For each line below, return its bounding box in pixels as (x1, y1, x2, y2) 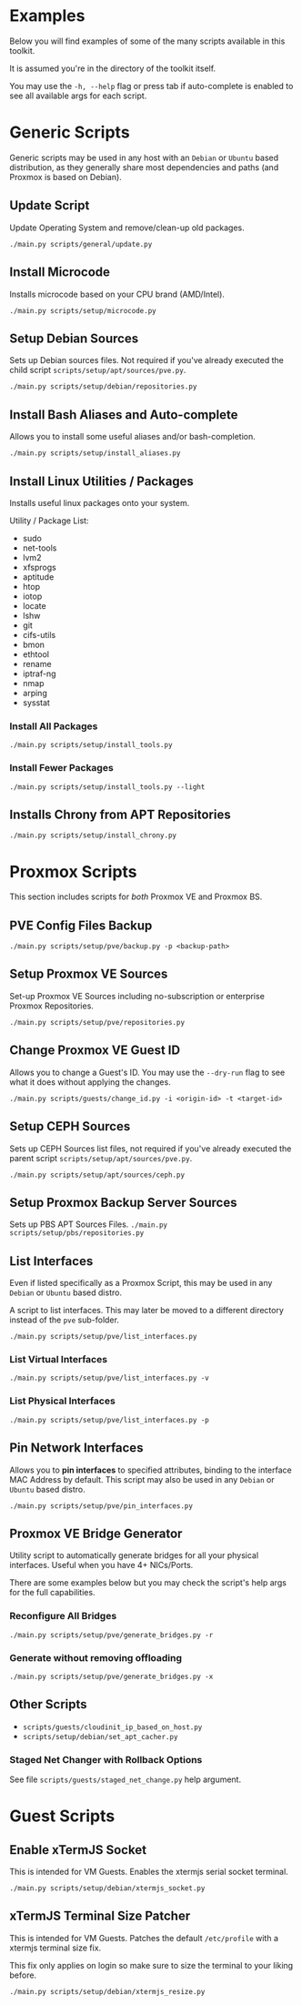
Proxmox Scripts (9, 861, 138, 882)
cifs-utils (22, 629, 56, 640)
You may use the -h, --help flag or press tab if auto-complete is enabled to (9, 80, 294, 91)
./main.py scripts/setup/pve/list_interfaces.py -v (9, 1373, 209, 1383)
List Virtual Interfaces (9, 1353, 107, 1366)
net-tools (22, 542, 57, 553)
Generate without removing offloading (9, 1651, 183, 1664)
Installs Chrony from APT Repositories (9, 806, 231, 822)
